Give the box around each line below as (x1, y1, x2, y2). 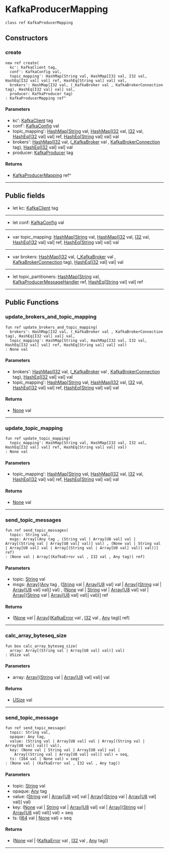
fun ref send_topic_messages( (5, 528, 69, 533)
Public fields (5, 191, 45, 200)
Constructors (5, 34, 48, 42)
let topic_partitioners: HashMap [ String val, (12, 273, 101, 279)
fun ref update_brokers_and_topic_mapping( (5, 325, 98, 330)
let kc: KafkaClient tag (12, 205, 59, 211)
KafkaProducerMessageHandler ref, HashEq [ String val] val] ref (12, 278, 143, 285)
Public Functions (5, 298, 59, 307)
